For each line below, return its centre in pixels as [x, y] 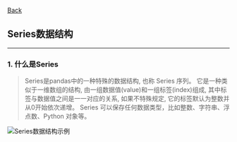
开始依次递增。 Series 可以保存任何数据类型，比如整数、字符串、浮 [132, 107]
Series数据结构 [40, 34]
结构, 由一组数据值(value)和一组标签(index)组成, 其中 [144, 90]
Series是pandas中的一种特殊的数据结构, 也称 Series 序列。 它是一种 [123, 81]
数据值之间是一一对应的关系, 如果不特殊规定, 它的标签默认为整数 [130, 99]
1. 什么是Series [33, 64]
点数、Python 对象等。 [57, 117]
